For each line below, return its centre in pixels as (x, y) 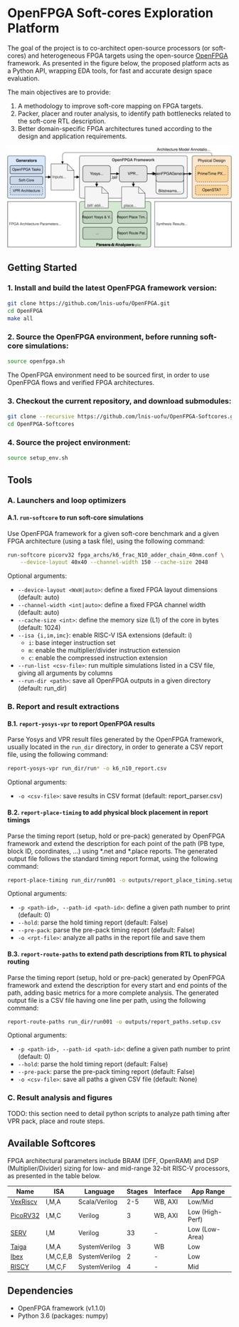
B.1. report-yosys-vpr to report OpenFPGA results (81, 723)
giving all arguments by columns (65, 673)
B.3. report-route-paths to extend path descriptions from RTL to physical (117, 954)
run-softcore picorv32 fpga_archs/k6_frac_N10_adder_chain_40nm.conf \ (116, 555)
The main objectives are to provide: (59, 92)
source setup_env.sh (38, 458)
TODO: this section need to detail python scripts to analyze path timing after (118, 1113)
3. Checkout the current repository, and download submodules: (119, 401)
